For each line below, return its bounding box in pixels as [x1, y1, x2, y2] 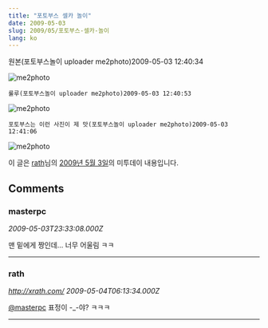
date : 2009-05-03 [8, 19, 66, 27]
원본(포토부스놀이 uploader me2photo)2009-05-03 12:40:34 [8, 57, 203, 66]
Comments [8, 181, 65, 196]
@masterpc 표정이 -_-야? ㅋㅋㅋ [8, 302, 111, 312]
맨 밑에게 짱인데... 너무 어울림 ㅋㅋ [8, 240, 115, 250]
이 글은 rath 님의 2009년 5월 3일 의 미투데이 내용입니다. [8, 158, 179, 168]
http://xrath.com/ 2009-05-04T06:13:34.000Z [8, 287, 160, 296]
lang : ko [8, 34, 37, 42]
